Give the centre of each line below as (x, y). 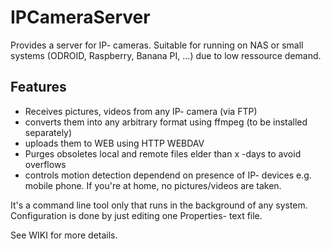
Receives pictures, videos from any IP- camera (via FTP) (141, 111)
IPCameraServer (80, 17)
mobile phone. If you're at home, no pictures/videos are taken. (153, 185)
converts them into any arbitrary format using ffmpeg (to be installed (166, 122)
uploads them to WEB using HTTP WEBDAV (114, 143)
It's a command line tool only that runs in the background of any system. (159, 205)
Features (38, 87)
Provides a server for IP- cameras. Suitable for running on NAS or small (157, 45)
